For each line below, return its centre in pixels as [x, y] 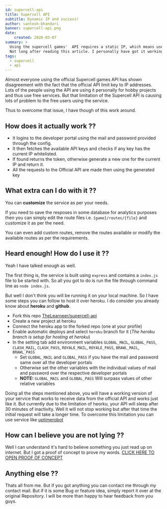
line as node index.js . [28, 286]
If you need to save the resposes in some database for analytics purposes [81, 212]
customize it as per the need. [35, 223]
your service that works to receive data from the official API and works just [82, 398]
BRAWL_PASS [24, 352]
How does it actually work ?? [50, 126]
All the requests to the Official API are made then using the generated [83, 169]
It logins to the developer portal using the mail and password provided [84, 138]
